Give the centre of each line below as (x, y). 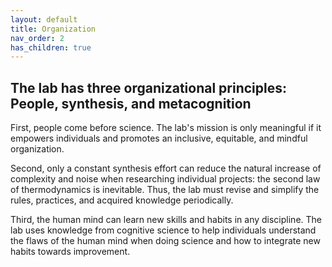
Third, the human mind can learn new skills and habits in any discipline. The (166, 220)
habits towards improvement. (70, 252)
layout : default (44, 19)
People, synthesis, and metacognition (131, 103)
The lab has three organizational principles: (148, 87)
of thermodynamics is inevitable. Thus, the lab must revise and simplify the (165, 190)
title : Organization (53, 29)
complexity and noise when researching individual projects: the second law (165, 179)
